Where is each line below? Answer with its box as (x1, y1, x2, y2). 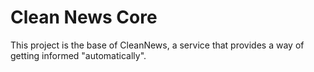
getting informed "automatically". (10, 49, 147, 61)
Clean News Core (10, 6, 158, 29)
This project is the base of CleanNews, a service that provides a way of (10, 39, 305, 51)
